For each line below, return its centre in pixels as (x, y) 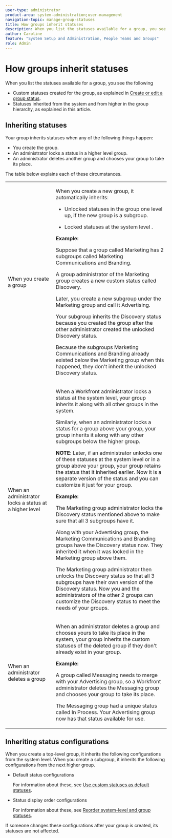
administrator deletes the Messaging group (107, 688)
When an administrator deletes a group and (107, 626)
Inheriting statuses (36, 125)
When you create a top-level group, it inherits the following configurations (83, 754)
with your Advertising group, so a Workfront (108, 681)
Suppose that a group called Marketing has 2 (110, 250)
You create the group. (36, 148)
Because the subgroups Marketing (97, 347)
